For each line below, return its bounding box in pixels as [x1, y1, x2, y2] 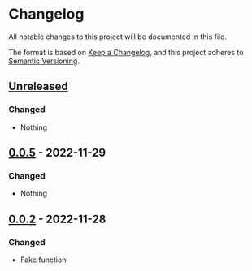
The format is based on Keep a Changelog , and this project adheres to [8, 47, 244, 57]
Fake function [20, 255, 67, 265]
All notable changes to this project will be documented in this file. [8, 32, 228, 41]
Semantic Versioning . [8, 56, 80, 66]
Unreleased [8, 80, 69, 93]
